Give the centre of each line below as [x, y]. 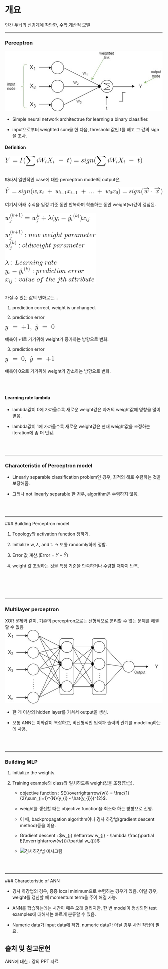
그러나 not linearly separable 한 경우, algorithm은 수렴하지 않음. [75, 494]
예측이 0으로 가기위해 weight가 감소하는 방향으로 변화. [58, 371]
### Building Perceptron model [37, 524]
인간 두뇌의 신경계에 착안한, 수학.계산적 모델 [48, 25]
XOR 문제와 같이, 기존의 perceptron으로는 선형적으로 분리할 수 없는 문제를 [78, 621]
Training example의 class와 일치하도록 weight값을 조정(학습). [73, 783]
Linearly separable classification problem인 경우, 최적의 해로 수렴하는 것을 [87, 477]
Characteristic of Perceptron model [49, 465]
